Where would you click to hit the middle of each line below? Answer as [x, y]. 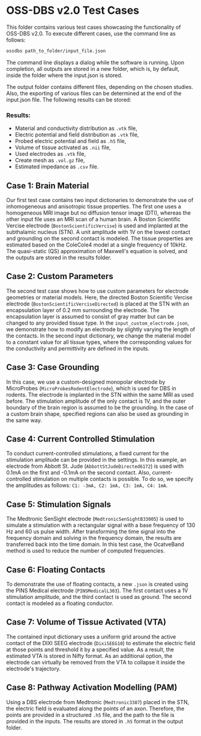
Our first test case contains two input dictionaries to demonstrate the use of [100, 200]
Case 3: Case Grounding [53, 367]
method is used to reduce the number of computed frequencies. [85, 551]
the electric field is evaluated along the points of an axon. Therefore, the [95, 708]
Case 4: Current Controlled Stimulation [80, 439]
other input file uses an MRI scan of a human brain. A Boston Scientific [94, 219]
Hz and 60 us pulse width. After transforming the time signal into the [91, 532]
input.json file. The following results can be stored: [69, 99]
